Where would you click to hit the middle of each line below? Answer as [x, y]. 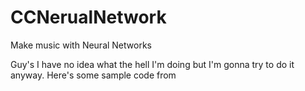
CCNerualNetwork [88, 17]
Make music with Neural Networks [81, 45]
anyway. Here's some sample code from [93, 75]
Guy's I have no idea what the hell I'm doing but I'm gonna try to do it [152, 64]
